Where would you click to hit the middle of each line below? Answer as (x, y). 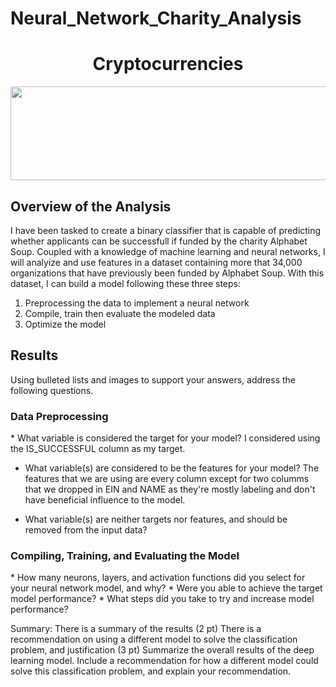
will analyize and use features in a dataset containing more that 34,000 (156, 262)
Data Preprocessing (59, 416)
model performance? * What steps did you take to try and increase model (162, 599)
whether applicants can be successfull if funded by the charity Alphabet (159, 241)
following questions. (52, 390)
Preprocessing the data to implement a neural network (137, 303)
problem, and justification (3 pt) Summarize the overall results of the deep (162, 650)
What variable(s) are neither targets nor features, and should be (156, 519)
